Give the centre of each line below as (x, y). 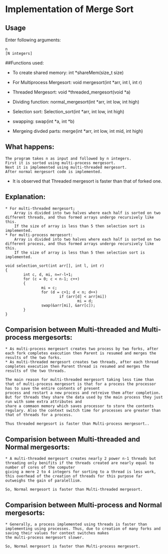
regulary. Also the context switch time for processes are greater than (83, 411)
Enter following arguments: (33, 40)
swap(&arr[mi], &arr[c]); (68, 305)
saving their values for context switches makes (57, 533)
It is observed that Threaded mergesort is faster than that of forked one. (87, 181)
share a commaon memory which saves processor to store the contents (80, 406)
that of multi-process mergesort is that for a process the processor (81, 384)
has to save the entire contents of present (53, 388)
